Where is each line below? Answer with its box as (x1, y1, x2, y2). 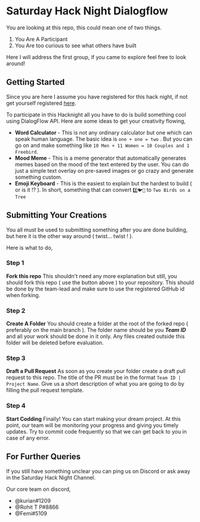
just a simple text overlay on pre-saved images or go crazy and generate (14, 167, 194, 174)
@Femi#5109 (14, 509, 48, 517)
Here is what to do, (6, 244, 53, 251)
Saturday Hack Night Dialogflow (6, 4, 168, 18)
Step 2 (6, 306, 26, 315)
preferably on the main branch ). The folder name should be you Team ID (6, 326, 186, 334)
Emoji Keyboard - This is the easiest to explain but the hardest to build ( (14, 179, 192, 187)
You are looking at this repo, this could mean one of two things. (6, 24, 162, 31)
